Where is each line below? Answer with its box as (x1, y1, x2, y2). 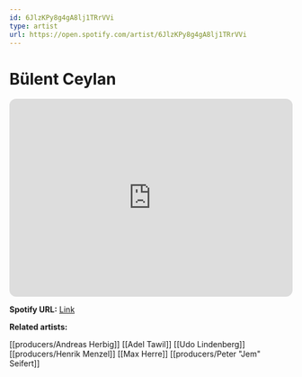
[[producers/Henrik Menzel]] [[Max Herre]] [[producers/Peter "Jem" (9, 348, 261, 360)
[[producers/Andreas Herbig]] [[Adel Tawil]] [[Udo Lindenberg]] (9, 339, 245, 350)
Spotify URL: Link (9, 304, 75, 315)
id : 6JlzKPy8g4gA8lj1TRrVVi (9, 13, 115, 22)
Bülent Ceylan (9, 68, 117, 89)
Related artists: (9, 321, 68, 333)
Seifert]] (9, 358, 40, 369)
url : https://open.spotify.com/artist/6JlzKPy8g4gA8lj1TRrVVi (9, 30, 247, 39)
